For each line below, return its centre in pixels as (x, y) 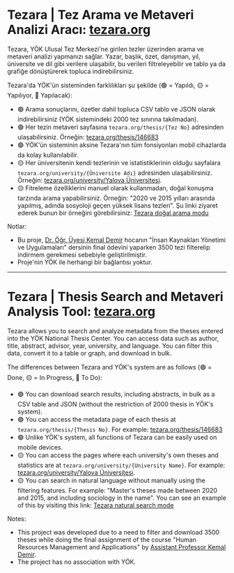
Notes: (17, 519)
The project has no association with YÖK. (77, 562)
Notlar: (17, 226)
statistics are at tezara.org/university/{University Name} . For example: (121, 465)
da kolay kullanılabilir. (48, 155)
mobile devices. (40, 447)
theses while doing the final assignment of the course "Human (107, 540)
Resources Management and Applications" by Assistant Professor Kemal (122, 547)
